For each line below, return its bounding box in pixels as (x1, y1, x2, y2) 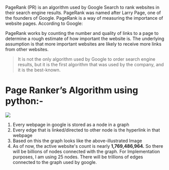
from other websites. (5, 47, 49, 52)
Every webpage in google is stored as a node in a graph (12, 121, 129, 127)
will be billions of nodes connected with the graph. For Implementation (12, 148, 160, 154)
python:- (5, 96, 44, 107)
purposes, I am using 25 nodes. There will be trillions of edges (12, 154, 143, 160)
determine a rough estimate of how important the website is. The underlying (5, 35, 164, 41)
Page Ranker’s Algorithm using (5, 84, 139, 96)
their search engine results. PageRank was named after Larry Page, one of (5, 10, 161, 16)
